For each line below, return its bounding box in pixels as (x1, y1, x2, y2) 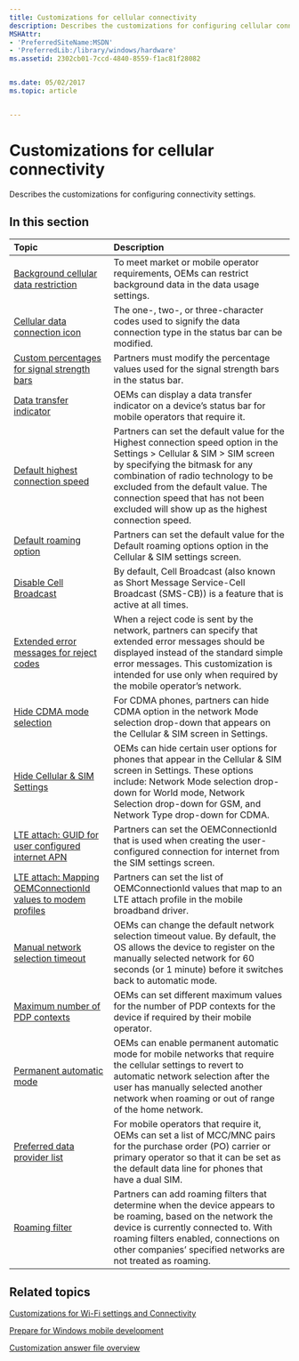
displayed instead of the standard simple (113, 646, 283, 658)
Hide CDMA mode (13, 705, 89, 717)
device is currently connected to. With (113, 1220, 273, 1233)
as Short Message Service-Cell (113, 576, 246, 588)
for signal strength (13, 362, 91, 374)
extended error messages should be (113, 635, 265, 648)
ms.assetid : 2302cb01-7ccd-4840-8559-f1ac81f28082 (9, 54, 201, 63)
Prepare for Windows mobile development (9, 1325, 165, 1336)
